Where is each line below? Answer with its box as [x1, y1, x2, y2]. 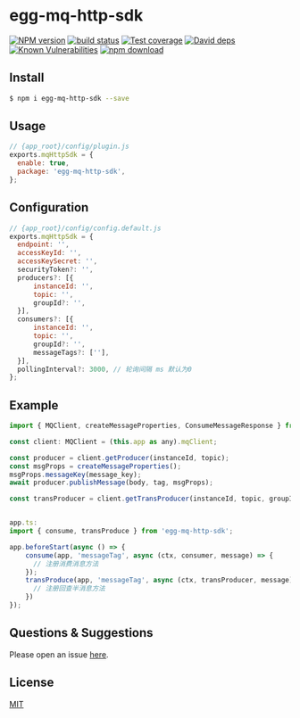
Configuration [9, 200, 89, 215]
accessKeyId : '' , [17, 249, 82, 258]
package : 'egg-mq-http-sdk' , [17, 167, 126, 177]
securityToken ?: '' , [17, 265, 94, 274]
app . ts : [9, 518, 38, 527]
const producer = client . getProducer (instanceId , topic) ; [9, 453, 229, 462]
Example [9, 398, 59, 413]
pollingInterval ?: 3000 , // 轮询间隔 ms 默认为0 [17, 365, 192, 374]
